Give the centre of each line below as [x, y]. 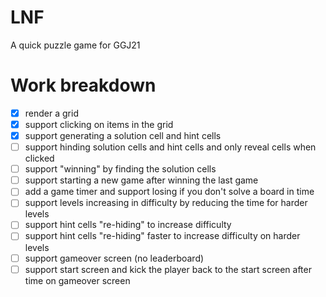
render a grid [51, 113]
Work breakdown [83, 85]
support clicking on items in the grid [99, 124]
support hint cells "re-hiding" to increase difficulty [128, 225]
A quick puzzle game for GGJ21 [75, 45]
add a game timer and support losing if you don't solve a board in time [169, 192]
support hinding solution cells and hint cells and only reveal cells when [170, 147]
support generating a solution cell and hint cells [123, 135]
